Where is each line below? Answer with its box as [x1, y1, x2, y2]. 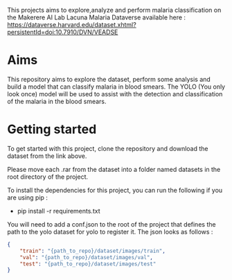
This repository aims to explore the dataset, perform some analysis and [7, 75, 211, 83]
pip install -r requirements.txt [17, 207, 100, 215]
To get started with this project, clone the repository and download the [7, 144, 208, 152]
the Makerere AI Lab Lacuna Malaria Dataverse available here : [7, 13, 186, 21]
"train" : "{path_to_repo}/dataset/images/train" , [19, 247, 166, 254]
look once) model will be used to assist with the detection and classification [7, 89, 223, 98]
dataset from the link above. [7, 152, 87, 160]
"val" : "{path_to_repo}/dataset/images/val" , [19, 254, 154, 261]
